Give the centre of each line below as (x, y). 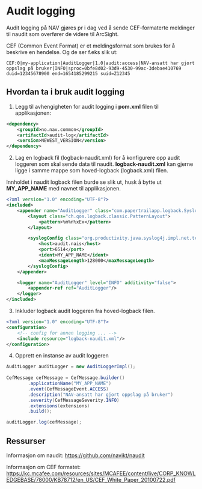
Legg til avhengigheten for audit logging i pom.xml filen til (87, 106)
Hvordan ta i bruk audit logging (66, 92)
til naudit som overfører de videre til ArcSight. (63, 34)
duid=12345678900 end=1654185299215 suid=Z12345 (68, 73)
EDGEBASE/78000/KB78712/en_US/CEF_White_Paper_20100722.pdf (91, 479)
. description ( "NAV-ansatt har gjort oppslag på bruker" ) (100, 395)
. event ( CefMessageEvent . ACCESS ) (69, 389)
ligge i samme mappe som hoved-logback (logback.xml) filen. (91, 171)
